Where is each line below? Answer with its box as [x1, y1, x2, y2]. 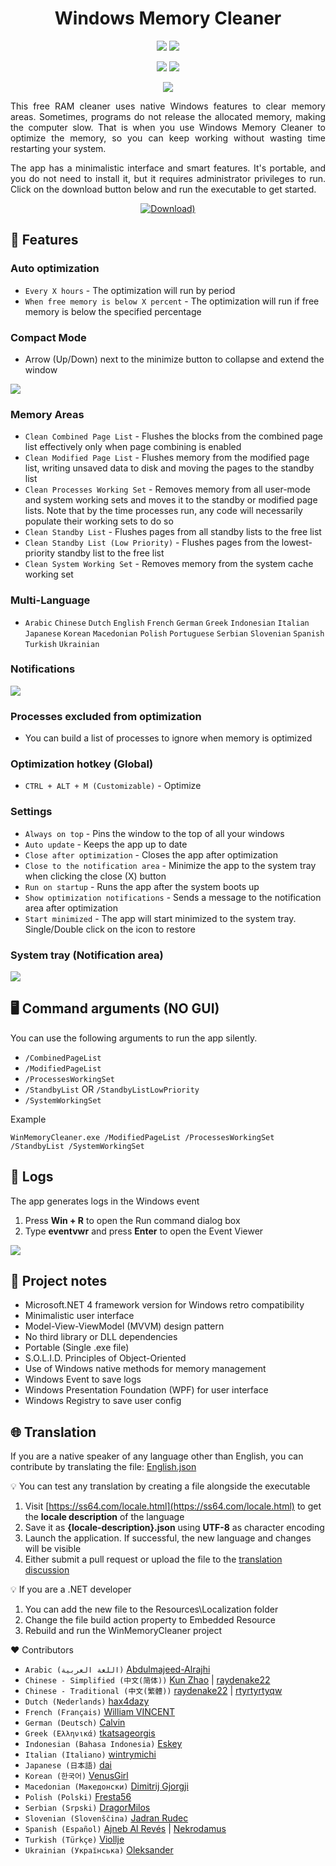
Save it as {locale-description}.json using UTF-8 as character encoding [24, 1522, 325, 1534]
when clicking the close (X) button [24, 870, 167, 882]
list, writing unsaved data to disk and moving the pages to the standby [24, 462, 315, 474]
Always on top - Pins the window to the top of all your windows [24, 827, 285, 839]
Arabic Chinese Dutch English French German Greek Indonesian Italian [24, 618, 310, 628]
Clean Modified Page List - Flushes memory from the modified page [24, 452, 310, 464]
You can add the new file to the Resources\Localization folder [24, 1603, 279, 1616]
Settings [10, 805, 53, 819]
